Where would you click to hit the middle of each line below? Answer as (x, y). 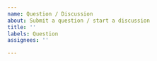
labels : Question (33, 34)
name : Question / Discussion (50, 14)
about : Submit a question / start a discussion (79, 21)
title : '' (22, 27)
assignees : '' (28, 40)
